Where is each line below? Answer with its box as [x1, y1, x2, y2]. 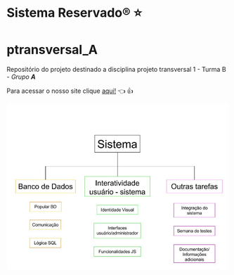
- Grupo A [6, 72, 36, 81]
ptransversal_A [6, 42, 98, 58]
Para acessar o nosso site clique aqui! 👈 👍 [6, 87, 134, 95]
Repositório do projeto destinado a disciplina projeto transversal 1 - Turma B [6, 65, 226, 74]
